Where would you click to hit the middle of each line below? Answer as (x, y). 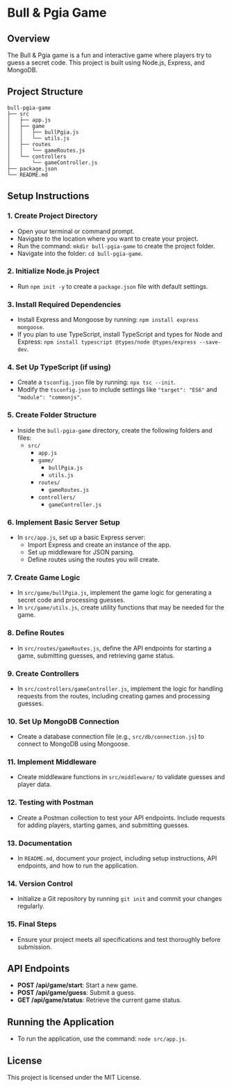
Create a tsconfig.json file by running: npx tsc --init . (96, 382)
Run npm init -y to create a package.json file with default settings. (113, 286)
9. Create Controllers (43, 673)
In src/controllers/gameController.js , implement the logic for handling (120, 688)
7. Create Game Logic (44, 577)
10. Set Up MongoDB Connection (63, 721)
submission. (34, 947)
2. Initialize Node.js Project (53, 271)
